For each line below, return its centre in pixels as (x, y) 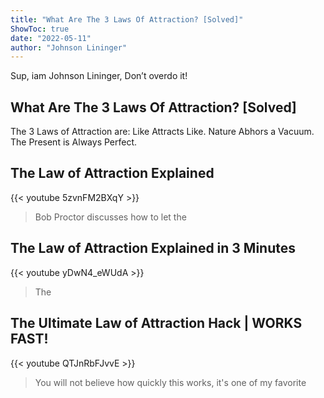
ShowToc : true (40, 29)
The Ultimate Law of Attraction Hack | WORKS (156, 323)
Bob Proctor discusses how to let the (110, 217)
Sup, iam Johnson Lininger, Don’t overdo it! (99, 76)
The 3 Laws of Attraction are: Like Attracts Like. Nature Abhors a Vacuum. (162, 132)
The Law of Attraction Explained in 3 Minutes (153, 248)
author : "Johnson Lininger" (69, 47)
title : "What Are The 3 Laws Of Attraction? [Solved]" (127, 19)
